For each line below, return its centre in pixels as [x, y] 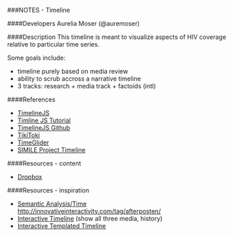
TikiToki [29, 135]
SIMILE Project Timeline [51, 150]
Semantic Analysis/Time [52, 204]
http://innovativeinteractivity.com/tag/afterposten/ [89, 211]
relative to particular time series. [53, 44]
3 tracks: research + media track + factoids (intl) [87, 86]
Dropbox [30, 177]
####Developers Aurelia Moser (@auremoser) [74, 23]
